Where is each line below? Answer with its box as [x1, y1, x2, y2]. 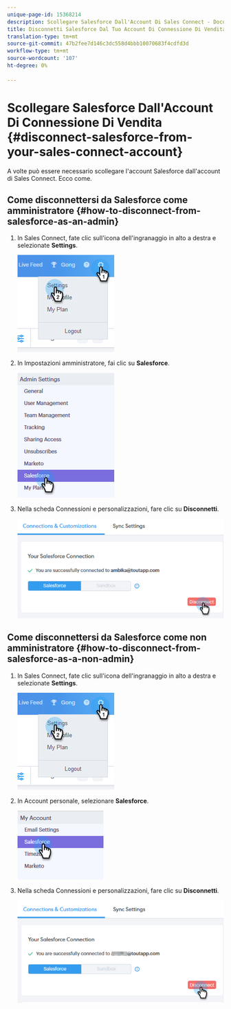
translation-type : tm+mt [7, 33, 78, 40]
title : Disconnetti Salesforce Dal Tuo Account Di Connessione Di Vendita [7, 26, 226, 32]
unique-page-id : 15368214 [7, 11, 81, 18]
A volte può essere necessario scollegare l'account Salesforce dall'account [7, 166, 221, 175]
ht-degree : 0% [7, 62, 48, 69]
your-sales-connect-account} [7, 144, 184, 159]
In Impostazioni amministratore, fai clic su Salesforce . [16, 359, 170, 367]
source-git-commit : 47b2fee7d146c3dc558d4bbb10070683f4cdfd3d [7, 40, 189, 48]
